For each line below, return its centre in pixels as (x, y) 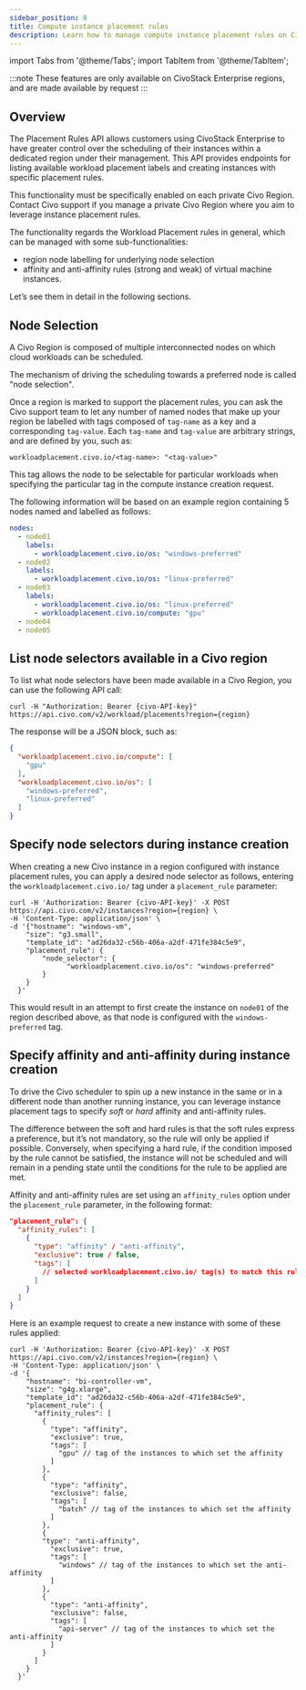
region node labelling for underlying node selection (118, 260)
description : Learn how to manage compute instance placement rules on (148, 35)
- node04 (34, 621)
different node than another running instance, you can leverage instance (145, 1101)
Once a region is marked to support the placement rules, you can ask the (146, 402)
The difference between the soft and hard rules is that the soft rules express (152, 1128)
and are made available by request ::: (79, 88)
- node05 (34, 630)
